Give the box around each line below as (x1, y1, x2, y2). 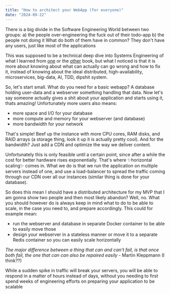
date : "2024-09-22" (5, 12, 47, 17)
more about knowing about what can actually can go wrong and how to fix (5, 63, 161, 69)
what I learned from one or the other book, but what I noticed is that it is (5, 58, 156, 64)
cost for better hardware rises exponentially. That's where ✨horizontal (5, 156, 152, 163)
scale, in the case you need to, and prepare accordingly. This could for (5, 205, 153, 211)
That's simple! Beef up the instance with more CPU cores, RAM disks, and (5, 130, 160, 137)
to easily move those (12, 226, 56, 232)
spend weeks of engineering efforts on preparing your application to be (5, 278, 155, 284)
